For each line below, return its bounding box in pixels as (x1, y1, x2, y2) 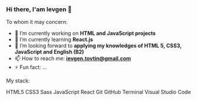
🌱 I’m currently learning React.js (14, 36, 94, 43)
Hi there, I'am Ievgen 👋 (6, 5, 72, 13)
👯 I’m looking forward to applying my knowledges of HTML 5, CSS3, (14, 42, 182, 49)
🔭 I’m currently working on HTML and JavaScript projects (14, 30, 156, 37)
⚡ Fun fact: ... (14, 64, 47, 71)
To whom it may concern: (6, 19, 68, 26)
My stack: (6, 77, 31, 84)
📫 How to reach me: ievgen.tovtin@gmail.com (14, 55, 131, 62)
